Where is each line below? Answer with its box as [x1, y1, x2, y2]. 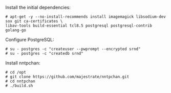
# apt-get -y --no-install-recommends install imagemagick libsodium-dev [5, 14, 166, 19]
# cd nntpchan [5, 79, 36, 84]
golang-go [5, 28, 27, 33]
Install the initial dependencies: [5, 5, 71, 10]
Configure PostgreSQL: [5, 37, 54, 42]
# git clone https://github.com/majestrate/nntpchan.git [5, 74, 130, 79]
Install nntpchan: [5, 60, 40, 66]
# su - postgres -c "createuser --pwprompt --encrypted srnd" [5, 46, 141, 52]
